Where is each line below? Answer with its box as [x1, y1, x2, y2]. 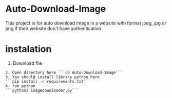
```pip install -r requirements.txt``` [5, 79, 91, 84]
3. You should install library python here [5, 75, 100, 80]
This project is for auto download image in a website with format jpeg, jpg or [5, 20, 167, 26]
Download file [12, 60, 43, 66]
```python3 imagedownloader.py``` [5, 88, 80, 93]
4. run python [5, 83, 36, 88]
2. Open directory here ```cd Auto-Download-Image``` [5, 70, 123, 75]
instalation [5, 43, 52, 55]
